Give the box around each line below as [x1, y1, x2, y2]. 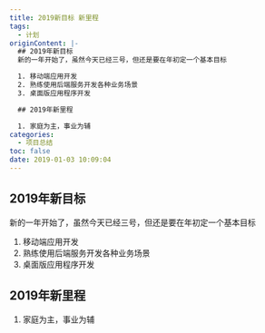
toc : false [9, 147, 51, 156]
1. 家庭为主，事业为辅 [17, 122, 91, 131]
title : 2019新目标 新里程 [9, 13, 100, 23]
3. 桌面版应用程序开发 [17, 88, 91, 98]
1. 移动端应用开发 [17, 72, 78, 82]
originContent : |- [9, 38, 79, 48]
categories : [9, 130, 54, 139]
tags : [9, 22, 30, 31]
